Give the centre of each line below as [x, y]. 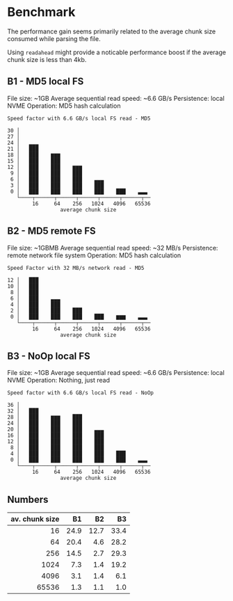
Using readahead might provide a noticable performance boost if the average [116, 52]
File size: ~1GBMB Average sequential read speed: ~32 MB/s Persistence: [113, 248]
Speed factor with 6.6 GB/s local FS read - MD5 [79, 118]
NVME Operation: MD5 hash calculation [64, 106]
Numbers [28, 499]
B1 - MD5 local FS [46, 82]
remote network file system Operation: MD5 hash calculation [94, 255]
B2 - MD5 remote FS [51, 231]
